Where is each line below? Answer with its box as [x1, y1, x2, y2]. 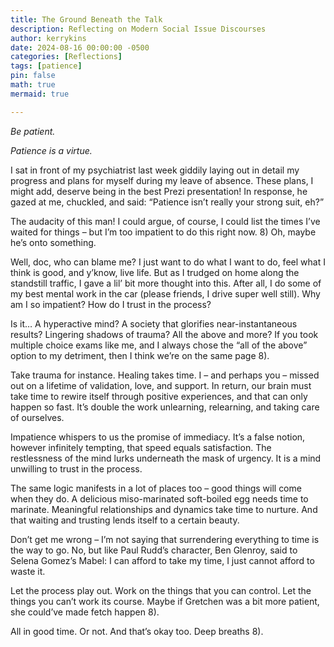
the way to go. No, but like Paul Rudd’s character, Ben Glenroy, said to [10, 544, 298, 556]
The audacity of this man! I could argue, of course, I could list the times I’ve [10, 215, 321, 227]
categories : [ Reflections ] [10, 52, 123, 62]
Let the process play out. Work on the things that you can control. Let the [10, 584, 312, 596]
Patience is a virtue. [10, 144, 93, 156]
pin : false [10, 71, 56, 81]
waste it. [10, 565, 46, 577]
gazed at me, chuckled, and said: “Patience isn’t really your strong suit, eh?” [10, 196, 325, 208]
